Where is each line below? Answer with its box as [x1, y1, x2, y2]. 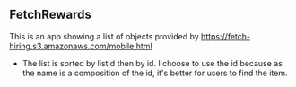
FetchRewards [9, 7, 91, 22]
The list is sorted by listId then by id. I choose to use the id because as [22, 57, 283, 68]
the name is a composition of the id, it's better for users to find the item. [22, 67, 288, 78]
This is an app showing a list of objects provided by [9, 30, 199, 41]
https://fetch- [200, 30, 251, 41]
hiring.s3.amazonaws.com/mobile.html [9, 40, 152, 51]
